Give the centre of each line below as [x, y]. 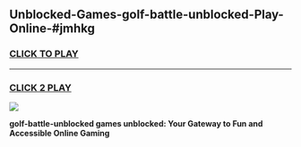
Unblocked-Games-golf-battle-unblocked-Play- [146, 15]
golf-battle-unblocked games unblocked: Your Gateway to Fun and [136, 123]
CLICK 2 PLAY [40, 87]
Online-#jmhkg [52, 29]
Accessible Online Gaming [60, 133]
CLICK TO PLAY [44, 54]
